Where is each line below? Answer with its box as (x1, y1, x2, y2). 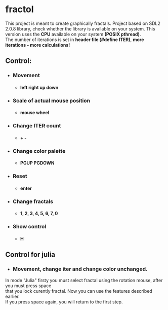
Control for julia (5, 250, 56, 259)
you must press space (5, 283, 52, 289)
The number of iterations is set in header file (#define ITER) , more (5, 37, 144, 43)
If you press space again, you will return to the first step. (5, 298, 123, 305)
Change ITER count (12, 122, 61, 129)
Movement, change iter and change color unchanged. (12, 265, 148, 272)
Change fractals (12, 198, 53, 205)
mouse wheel (20, 110, 50, 116)
